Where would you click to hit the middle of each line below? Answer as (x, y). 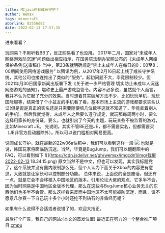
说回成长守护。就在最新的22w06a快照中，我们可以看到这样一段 (69, 143)
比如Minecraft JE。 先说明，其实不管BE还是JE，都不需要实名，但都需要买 (80, 127)
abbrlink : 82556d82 (25, 23)
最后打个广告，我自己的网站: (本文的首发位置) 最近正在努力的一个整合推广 (79, 219)
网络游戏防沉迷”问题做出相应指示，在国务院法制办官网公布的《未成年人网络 (82, 59)
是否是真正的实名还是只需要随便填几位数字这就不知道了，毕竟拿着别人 (86, 108)
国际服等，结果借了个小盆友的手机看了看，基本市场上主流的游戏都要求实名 (80, 102)
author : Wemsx (20, 14)
